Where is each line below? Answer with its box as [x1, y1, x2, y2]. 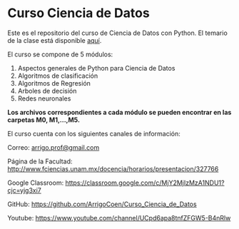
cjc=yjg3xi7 [7, 185, 41, 194]
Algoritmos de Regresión [17, 78, 91, 87]
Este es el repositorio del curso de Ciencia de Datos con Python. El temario [7, 29, 228, 37]
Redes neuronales [17, 94, 71, 103]
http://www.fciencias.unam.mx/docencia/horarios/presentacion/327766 [7, 164, 219, 173]
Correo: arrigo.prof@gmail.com [7, 143, 100, 151]
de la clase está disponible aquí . [7, 36, 102, 44]
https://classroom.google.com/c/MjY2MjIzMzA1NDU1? [65, 178, 225, 187]
